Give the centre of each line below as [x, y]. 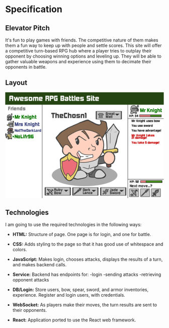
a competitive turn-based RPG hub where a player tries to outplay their [78, 51]
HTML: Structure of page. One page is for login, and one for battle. [82, 235]
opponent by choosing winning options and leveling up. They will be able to [83, 56]
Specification [34, 9]
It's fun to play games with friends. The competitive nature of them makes [82, 40]
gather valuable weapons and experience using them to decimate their [78, 61]
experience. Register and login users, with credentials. [69, 295]
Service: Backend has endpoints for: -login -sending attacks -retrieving [87, 274]
